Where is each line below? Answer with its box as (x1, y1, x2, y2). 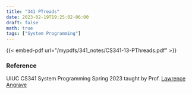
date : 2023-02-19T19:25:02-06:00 (6, 14, 89, 20)
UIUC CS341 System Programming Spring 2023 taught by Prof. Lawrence (6, 75, 186, 82)
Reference (6, 61, 37, 70)
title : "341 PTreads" (6, 8, 60, 15)
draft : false (6, 20, 39, 25)
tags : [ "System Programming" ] (6, 31, 81, 37)
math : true (6, 25, 33, 31)
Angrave (6, 81, 27, 89)
